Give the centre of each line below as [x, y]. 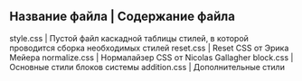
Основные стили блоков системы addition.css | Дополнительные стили [147, 67]
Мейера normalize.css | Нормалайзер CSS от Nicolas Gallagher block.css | [151, 57]
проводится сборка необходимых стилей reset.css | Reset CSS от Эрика [149, 48]
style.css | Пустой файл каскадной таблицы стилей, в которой [129, 38]
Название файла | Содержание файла [122, 17]
